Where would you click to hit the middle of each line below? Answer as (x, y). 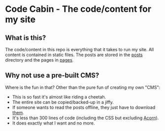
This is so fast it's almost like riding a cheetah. (59, 97)
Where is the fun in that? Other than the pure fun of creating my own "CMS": (83, 87)
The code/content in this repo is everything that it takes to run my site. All (80, 49)
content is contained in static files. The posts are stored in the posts (74, 55)
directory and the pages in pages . (39, 60)
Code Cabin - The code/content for (78, 9)
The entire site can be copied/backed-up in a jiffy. (63, 102)
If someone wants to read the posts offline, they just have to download (84, 107)
